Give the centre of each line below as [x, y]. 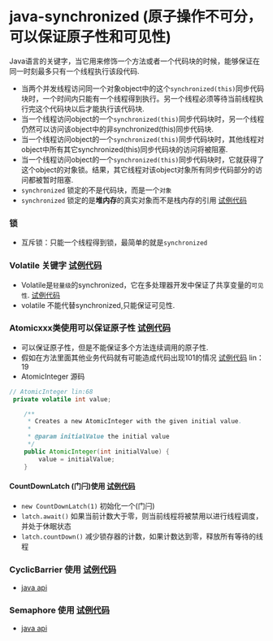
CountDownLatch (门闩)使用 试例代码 [72, 486]
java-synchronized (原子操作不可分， [136, 17]
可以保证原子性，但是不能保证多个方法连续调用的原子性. [115, 347]
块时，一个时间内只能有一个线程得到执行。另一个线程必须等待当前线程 [139, 98]
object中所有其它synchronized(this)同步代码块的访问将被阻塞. [124, 149]
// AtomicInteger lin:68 [51, 392]
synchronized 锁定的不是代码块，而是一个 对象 [96, 190]
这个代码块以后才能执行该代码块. [90, 108]
